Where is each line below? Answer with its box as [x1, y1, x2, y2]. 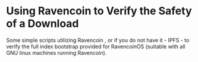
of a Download [6, 17, 79, 30]
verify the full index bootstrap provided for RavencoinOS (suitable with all [6, 43, 186, 50]
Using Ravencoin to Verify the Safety [6, 4, 192, 18]
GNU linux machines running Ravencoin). [6, 49, 107, 56]
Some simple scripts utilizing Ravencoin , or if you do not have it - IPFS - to [6, 36, 190, 44]
